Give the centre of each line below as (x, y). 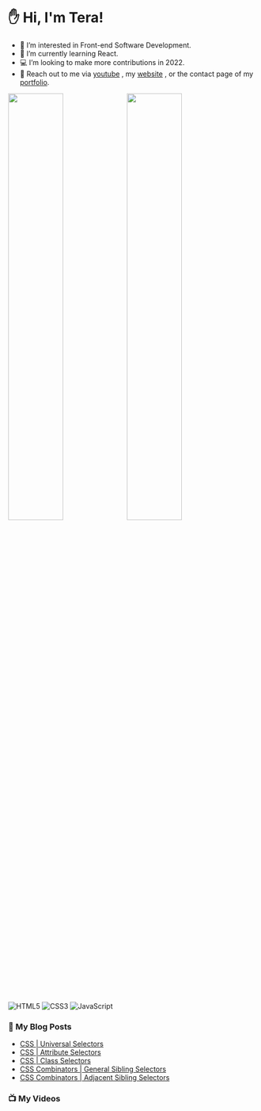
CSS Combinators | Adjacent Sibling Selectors (95, 1078)
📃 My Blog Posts (40, 1026)
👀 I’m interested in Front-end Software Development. (105, 45)
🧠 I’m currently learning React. (69, 53)
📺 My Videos (34, 1099)
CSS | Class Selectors (55, 1061)
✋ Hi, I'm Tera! (56, 18)
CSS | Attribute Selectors (60, 1052)
